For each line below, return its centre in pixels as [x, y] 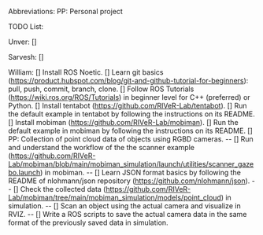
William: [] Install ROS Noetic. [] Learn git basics [86, 72]
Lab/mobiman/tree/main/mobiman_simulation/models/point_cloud [115, 197]
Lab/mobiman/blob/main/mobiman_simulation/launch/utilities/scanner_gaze [131, 164]
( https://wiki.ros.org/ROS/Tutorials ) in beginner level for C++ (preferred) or [129, 97]
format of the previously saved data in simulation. [88, 222]
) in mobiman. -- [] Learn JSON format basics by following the [141, 173]
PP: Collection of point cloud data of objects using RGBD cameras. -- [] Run [131, 139]
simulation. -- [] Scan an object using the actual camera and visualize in [125, 206]
